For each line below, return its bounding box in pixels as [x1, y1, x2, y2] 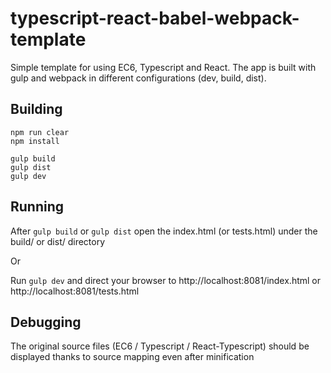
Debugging [10, 313, 82, 331]
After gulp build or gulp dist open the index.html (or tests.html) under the [10, 225, 318, 237]
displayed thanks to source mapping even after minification [10, 351, 255, 363]
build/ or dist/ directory [10, 235, 106, 247]
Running [10, 198, 65, 216]
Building [10, 101, 63, 118]
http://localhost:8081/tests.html [10, 285, 140, 297]
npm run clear [10, 127, 70, 137]
